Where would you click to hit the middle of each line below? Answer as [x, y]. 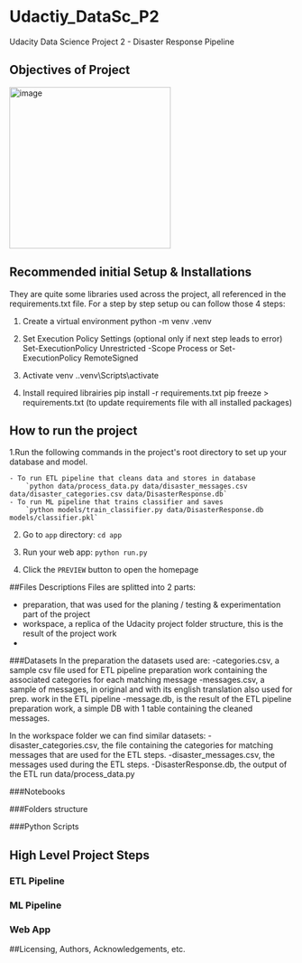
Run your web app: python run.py [85, 552]
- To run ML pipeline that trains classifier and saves [116, 502]
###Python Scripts [44, 827]
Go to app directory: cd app [72, 535]
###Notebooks [37, 791]
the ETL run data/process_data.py [72, 774]
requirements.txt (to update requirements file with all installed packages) [157, 402]
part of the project [56, 614]
